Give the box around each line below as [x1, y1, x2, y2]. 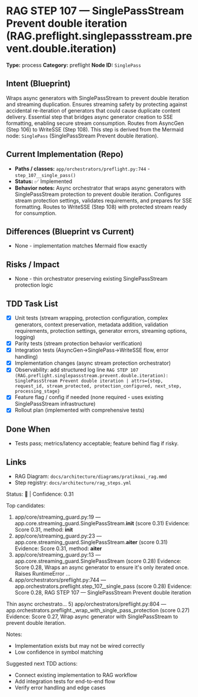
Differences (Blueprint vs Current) [6, 226, 135, 236]
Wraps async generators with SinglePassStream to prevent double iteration [6, 94, 189, 101]
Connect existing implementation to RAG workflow [14, 672, 138, 679]
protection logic [14, 281, 53, 288]
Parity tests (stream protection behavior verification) [14, 340, 142, 347]
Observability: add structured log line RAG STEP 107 [14, 366, 139, 374]
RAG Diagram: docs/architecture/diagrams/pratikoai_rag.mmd [14, 473, 167, 480]
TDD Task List [6, 298, 58, 309]
